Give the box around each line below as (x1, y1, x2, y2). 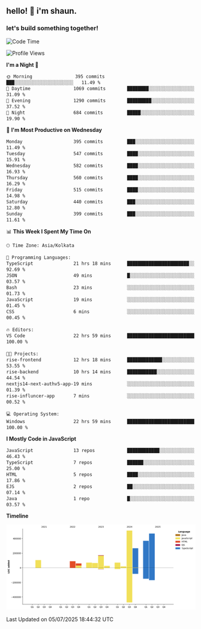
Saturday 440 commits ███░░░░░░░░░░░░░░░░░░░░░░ (6, 199, 195, 205)
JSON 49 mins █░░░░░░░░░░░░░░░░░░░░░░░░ (6, 272, 195, 279)
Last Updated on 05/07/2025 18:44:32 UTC (6, 615, 114, 623)
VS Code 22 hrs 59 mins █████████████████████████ (6, 332, 195, 339)
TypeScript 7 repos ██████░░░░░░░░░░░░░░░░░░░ (6, 459, 195, 465)
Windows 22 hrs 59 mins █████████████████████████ (6, 418, 195, 424)
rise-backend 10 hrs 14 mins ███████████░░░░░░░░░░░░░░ (6, 368, 195, 375)
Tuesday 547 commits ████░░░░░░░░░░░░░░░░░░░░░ (6, 150, 195, 156)
